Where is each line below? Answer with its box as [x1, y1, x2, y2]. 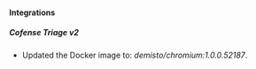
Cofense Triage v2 [9, 27, 80, 38]
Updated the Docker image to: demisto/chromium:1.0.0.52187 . [21, 50, 248, 60]
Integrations [9, 7, 56, 18]
